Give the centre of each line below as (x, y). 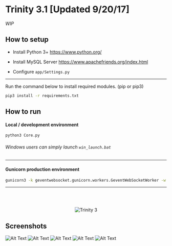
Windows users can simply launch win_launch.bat (58, 147)
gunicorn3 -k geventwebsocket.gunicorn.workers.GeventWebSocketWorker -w (86, 180)
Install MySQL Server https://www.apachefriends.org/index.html (80, 62)
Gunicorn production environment (42, 169)
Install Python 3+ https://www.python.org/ (57, 52)
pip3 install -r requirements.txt (42, 95)
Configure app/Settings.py (41, 71)
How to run (23, 112)
